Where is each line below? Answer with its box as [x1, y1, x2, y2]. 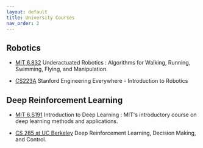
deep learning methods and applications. [15, 118, 118, 125]
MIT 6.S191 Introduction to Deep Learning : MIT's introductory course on [15, 111, 197, 118]
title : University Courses [6, 15, 75, 21]
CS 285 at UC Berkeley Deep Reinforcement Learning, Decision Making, [15, 129, 196, 136]
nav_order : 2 [6, 20, 40, 26]
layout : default [6, 9, 48, 15]
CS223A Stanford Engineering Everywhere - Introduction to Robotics [15, 77, 188, 85]
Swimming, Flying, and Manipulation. [15, 65, 108, 73]
